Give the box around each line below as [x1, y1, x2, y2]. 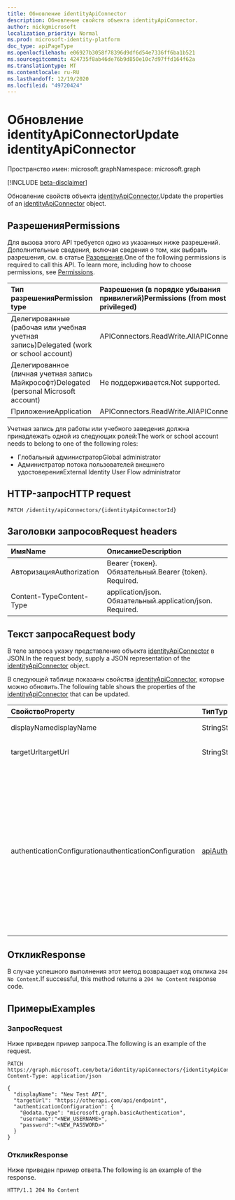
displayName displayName [10, 723, 97, 733]
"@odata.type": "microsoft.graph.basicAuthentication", [20, 1109, 187, 1116]
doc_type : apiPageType [7, 43, 73, 50]
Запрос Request [7, 1023, 63, 1033]
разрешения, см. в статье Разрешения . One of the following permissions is [7, 253, 227, 261]
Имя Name [10, 546, 47, 556]
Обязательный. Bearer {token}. [106, 567, 208, 577]
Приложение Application [10, 407, 92, 416]
